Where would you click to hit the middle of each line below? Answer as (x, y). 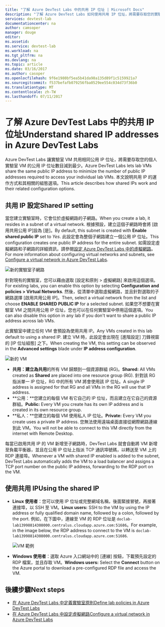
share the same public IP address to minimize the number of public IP (75, 171)
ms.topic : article (24, 64)
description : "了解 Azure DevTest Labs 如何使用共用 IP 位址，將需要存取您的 (80, 14)
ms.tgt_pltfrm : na (24, 55)
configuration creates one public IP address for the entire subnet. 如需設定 (80, 243)
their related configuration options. (40, 189)
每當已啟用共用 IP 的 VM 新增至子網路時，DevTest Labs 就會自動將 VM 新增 (82, 443)
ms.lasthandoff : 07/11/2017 (34, 96)
